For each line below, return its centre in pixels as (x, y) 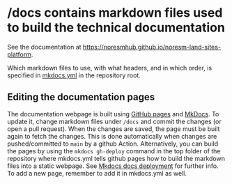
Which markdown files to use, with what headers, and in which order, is (110, 68)
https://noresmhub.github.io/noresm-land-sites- (152, 47)
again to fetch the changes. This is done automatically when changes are (112, 136)
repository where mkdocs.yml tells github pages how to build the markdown (116, 158)
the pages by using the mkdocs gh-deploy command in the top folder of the (114, 151)
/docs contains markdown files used (115, 13)
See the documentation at (44, 47)
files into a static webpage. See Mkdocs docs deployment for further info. (113, 166)
